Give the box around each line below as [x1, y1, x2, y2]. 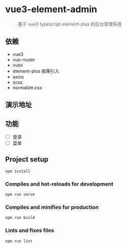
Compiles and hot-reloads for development [5, 180, 114, 188]
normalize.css [12, 84, 42, 90]
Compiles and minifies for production [5, 204, 99, 211]
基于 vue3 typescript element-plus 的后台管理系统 [17, 21, 122, 27]
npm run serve [5, 192, 35, 197]
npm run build [5, 215, 35, 221]
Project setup [5, 155, 49, 164]
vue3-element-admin [5, 4, 98, 15]
